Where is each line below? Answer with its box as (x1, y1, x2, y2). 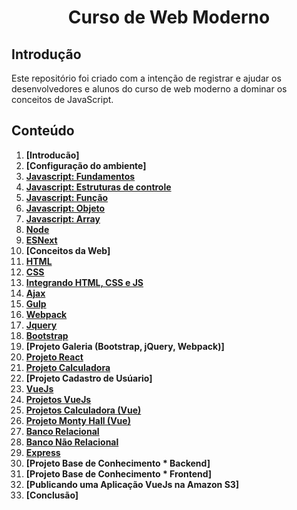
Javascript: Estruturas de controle (25, 181, 172, 193)
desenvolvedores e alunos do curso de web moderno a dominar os (11, 83, 288, 95)
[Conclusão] (25, 489, 79, 501)
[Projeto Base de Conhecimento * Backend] (25, 457, 211, 469)
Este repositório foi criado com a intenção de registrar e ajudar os (11, 72, 282, 84)
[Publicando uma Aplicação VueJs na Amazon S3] (25, 478, 240, 490)
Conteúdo (11, 122, 75, 140)
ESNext (25, 234, 58, 246)
